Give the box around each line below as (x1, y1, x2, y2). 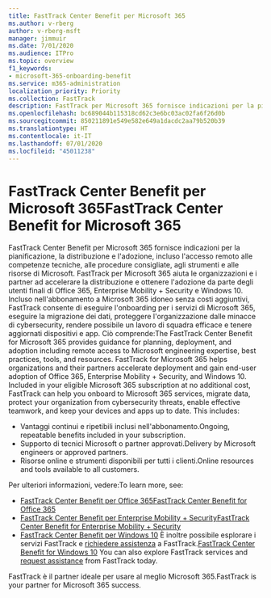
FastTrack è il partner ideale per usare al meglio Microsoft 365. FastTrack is (8, 571, 256, 582)
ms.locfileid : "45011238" (8, 147, 95, 155)
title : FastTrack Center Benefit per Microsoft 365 (8, 11, 186, 20)
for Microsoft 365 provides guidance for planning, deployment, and (8, 337, 232, 347)
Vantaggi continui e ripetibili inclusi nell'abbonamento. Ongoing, (19, 422, 230, 432)
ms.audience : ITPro (8, 49, 74, 57)
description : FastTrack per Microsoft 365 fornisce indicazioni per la (8, 102, 254, 110)
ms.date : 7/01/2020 (8, 42, 74, 50)
